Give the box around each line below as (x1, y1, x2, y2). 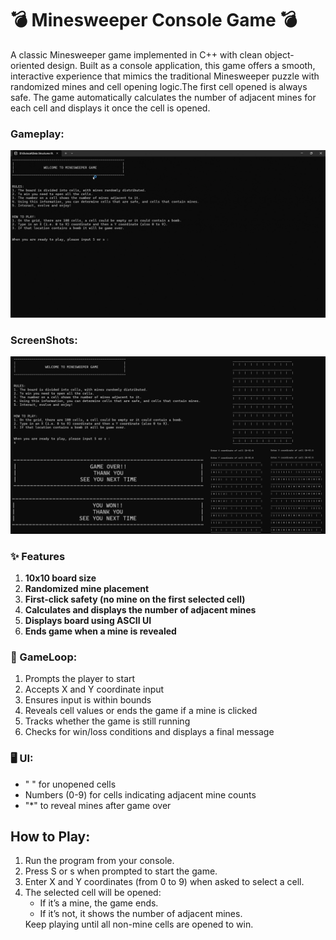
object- (264, 48, 295, 61)
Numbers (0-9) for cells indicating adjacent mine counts (24, 788, 257, 801)
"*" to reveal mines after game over (24, 799, 172, 811)
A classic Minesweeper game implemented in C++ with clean (10, 48, 263, 61)
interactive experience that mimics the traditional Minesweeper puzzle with (10, 70, 320, 82)
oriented (10, 59, 45, 71)
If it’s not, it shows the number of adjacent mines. (39, 908, 243, 920)
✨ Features (10, 549, 66, 563)
